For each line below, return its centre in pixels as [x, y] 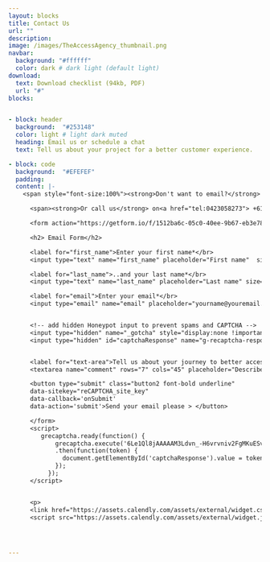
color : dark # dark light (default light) [88, 68]
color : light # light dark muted [72, 135]
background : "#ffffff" [53, 61]
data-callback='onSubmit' [73, 399]
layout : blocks [34, 16]
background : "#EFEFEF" [55, 171]
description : [30, 38]
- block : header [35, 120]
